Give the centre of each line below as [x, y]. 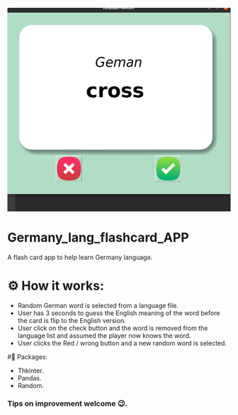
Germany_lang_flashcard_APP [98, 237]
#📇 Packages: [28, 357]
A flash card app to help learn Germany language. [80, 257]
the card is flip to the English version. [72, 320]
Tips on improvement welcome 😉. [68, 404]
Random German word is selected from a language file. [98, 305]
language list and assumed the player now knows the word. [104, 335]
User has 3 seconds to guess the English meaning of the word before [119, 313]
